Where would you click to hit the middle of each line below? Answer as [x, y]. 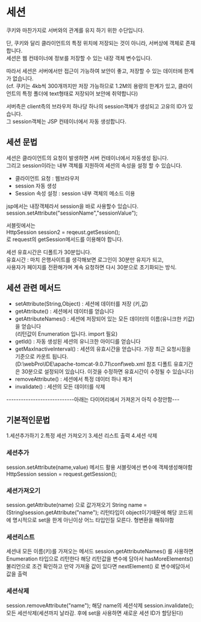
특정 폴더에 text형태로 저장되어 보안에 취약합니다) [80, 93]
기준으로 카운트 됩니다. [42, 356]
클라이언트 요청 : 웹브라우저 [47, 178]
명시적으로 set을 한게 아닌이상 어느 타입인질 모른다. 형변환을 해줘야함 [93, 520]
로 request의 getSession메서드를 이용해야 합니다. [65, 239]
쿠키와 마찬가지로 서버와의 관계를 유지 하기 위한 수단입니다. [75, 30]
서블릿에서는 [21, 225]
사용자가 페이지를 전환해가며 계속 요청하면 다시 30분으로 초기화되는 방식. [91, 267]
